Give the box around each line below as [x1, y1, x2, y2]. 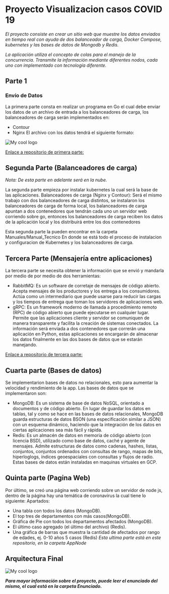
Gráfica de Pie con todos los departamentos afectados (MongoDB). [12, 518, 153, 524]
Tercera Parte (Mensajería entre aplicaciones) [5, 254, 152, 263]
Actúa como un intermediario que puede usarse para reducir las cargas [12, 293, 161, 300]
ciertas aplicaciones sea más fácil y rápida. [12, 427, 102, 433]
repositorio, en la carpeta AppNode [12, 539, 87, 546]
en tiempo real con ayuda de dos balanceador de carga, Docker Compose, [5, 36, 162, 42]
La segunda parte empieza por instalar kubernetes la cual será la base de [5, 187, 158, 193]
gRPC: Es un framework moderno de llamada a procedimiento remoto [12, 304, 157, 310]
